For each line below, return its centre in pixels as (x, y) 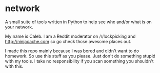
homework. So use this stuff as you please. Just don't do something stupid (80, 56)
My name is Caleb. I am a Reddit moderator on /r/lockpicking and (70, 36)
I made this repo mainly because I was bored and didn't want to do (72, 51)
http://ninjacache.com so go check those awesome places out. (68, 41)
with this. (14, 66)
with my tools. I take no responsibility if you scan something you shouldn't (79, 61)
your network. (19, 27)
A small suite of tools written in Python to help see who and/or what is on (79, 22)
